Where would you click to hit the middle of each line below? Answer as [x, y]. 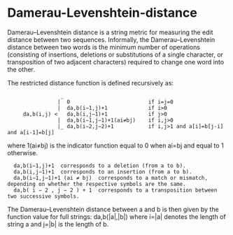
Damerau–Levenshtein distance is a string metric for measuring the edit [110, 32]
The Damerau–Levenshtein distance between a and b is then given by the [113, 209]
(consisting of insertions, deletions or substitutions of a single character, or [115, 55]
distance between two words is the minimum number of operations [104, 47]
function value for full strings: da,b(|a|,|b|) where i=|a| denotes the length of [116, 216]
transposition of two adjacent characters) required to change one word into [116, 62]
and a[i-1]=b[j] [31, 132]
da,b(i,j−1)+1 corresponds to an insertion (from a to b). [103, 172]
